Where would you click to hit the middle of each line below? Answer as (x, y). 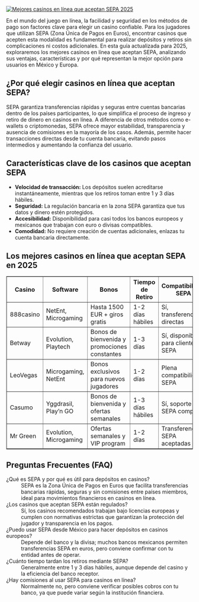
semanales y (108, 436)
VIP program (108, 444)
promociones (109, 347)
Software (65, 289)
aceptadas (176, 444)
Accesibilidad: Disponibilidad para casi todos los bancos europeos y (99, 218)
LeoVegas (23, 375)
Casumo (22, 407)
